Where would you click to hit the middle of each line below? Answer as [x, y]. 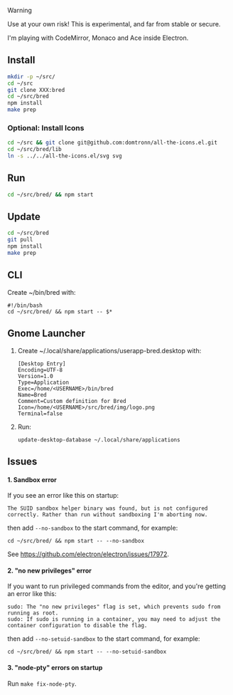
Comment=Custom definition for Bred [72, 401]
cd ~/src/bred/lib [34, 150]
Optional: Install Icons [46, 127]
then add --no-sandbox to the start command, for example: [93, 528]
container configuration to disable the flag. [77, 626]
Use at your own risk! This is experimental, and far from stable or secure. [114, 24]
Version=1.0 [35, 376]
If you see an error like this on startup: [63, 496]
